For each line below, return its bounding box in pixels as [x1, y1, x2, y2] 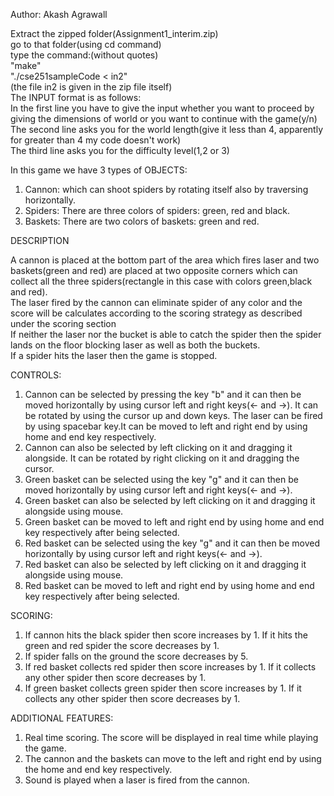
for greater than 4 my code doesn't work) [10, 134, 182, 146]
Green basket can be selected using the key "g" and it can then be [24, 474, 299, 485]
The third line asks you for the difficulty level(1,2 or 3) [10, 145, 230, 156]
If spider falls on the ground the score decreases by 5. [24, 650, 249, 662]
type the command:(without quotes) [10, 49, 159, 61]
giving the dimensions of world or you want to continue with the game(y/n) [10, 113, 318, 124]
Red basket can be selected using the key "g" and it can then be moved [24, 537, 320, 549]
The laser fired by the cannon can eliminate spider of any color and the [10, 297, 303, 308]
